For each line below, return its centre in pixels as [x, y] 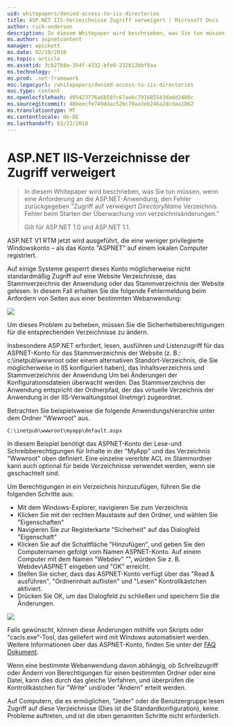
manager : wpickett [34, 46]
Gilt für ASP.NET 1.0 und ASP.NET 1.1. [77, 227]
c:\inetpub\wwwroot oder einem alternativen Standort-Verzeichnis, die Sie [113, 360]
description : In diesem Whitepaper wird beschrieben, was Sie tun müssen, [118, 33]
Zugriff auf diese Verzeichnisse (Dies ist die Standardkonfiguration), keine [113, 708]
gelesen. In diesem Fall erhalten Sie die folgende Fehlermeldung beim [107, 291]
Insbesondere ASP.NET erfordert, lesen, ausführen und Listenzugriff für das [116, 346]
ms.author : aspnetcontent [44, 40]
